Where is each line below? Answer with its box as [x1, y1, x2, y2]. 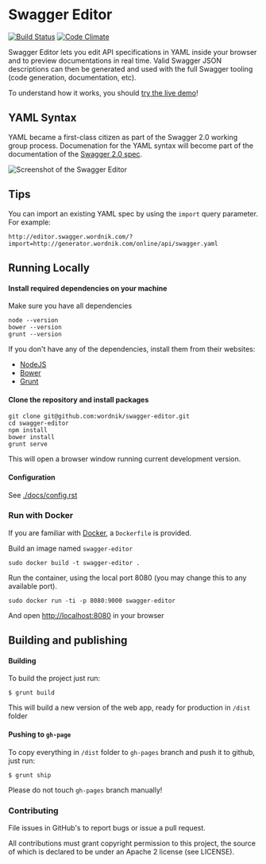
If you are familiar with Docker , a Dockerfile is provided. [8, 527, 192, 538]
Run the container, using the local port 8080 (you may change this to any [8, 573, 247, 582]
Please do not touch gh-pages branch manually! [8, 785, 163, 795]
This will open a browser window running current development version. [8, 454, 241, 464]
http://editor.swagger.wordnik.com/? [8, 232, 133, 240]
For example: [8, 217, 52, 227]
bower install [8, 434, 56, 442]
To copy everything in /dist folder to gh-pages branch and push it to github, [8, 747, 256, 757]
